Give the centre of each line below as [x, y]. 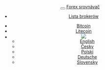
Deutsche [87, 57]
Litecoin [83, 31]
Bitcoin [84, 26]
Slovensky [87, 62]
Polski [87, 52]
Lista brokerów [84, 16]
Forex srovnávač [83, 7]
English [87, 41]
